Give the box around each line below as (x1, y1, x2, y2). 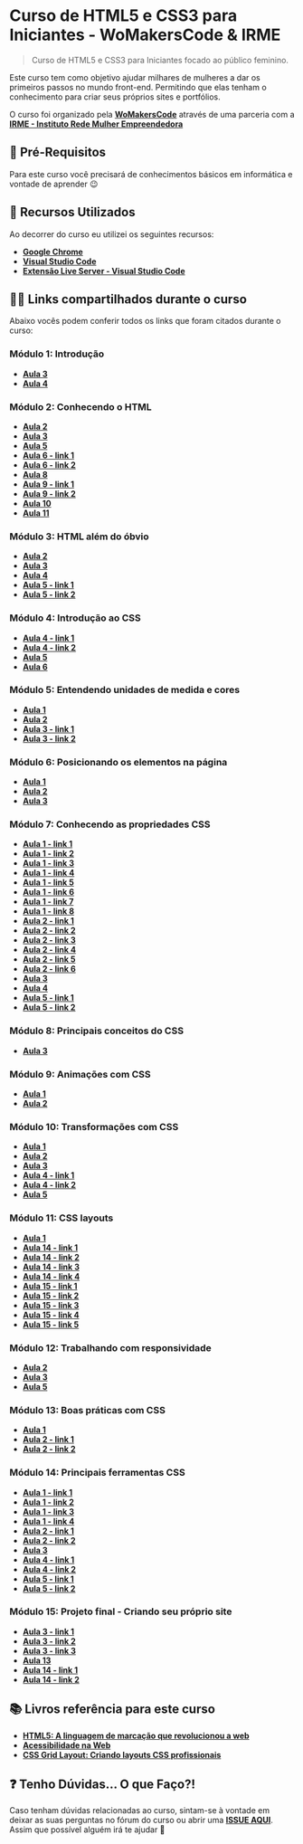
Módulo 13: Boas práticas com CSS (9, 1403, 166, 1416)
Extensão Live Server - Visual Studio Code (22, 265, 185, 276)
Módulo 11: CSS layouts (9, 1212, 114, 1224)
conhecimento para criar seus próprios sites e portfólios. (9, 91, 221, 102)
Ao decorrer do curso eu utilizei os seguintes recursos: (9, 228, 214, 240)
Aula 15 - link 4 (22, 1309, 80, 1320)
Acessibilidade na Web (22, 1739, 111, 1751)
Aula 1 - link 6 (22, 887, 75, 898)
